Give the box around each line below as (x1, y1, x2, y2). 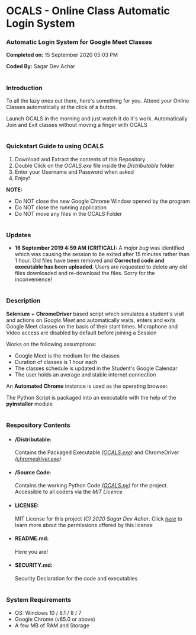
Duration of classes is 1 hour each (14, 358, 98, 365)
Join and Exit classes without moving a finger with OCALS (6, 122, 147, 129)
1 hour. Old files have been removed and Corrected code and (14, 257, 165, 264)
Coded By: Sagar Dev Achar (6, 63, 75, 70)
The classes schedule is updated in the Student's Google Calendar (14, 365, 178, 372)
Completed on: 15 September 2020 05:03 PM (6, 52, 118, 59)
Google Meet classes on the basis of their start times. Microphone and (6, 323, 178, 330)
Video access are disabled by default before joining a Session (6, 329, 157, 336)
